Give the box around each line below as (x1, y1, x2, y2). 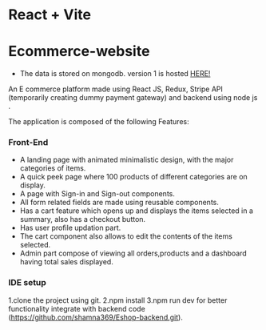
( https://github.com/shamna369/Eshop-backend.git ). (8, 312, 184, 322)
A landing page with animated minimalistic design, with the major (19, 155, 234, 165)
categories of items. (19, 163, 86, 173)
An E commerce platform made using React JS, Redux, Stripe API (8, 84, 224, 94)
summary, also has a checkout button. (19, 215, 146, 224)
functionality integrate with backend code (8, 304, 145, 313)
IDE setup (8, 277, 46, 288)
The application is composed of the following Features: (8, 117, 189, 127)
